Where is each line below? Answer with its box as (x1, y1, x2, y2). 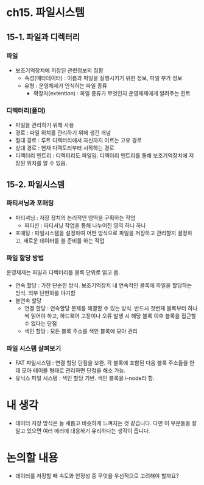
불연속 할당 (15, 297, 42, 304)
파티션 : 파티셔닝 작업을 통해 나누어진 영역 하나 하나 (24, 221, 146, 229)
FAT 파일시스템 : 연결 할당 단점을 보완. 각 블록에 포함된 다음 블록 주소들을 (15, 359, 189, 366)
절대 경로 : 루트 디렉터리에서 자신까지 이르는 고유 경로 (15, 137, 142, 144)
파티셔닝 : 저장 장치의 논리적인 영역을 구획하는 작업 (15, 214, 136, 221)
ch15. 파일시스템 (6, 5, 85, 20)
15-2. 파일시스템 (6, 179, 65, 189)
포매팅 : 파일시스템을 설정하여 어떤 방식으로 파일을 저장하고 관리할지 (15, 229, 177, 236)
